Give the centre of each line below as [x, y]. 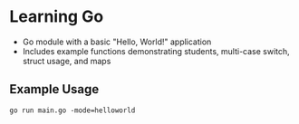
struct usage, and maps [67, 61]
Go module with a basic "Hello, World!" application [117, 42]
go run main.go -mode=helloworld [72, 110]
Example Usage [54, 89]
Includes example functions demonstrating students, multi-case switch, [156, 51]
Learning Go [57, 17]
